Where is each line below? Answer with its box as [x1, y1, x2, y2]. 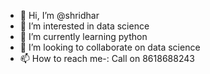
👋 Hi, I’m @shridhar [19, 10, 100, 21]
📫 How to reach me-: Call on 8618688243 [19, 53, 195, 64]
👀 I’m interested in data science [19, 20, 150, 32]
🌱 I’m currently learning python [19, 31, 148, 42]
